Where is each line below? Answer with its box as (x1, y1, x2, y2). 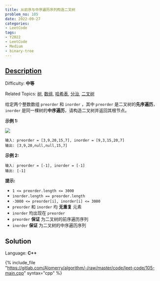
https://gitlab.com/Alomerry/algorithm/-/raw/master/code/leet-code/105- (7, 265, 155, 271)
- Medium (5, 44, 23, 49)
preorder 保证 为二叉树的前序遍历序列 (12, 216, 88, 222)
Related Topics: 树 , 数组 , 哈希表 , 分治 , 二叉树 (5, 91, 95, 97)
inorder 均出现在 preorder (12, 210, 65, 216)
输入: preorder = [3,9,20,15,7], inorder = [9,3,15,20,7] (5, 138, 125, 143)
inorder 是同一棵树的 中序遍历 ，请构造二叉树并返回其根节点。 (5, 107, 130, 113)
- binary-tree (5, 48, 34, 53)
